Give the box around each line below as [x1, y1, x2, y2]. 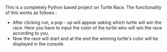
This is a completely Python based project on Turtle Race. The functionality [5, 5, 161, 10]
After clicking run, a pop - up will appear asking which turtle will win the [12, 20, 162, 25]
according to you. [12, 30, 49, 36]
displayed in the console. [12, 41, 65, 47]
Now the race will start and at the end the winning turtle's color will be [12, 35, 158, 41]
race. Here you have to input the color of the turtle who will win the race [12, 25, 162, 31]
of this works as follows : [5, 10, 57, 16]
